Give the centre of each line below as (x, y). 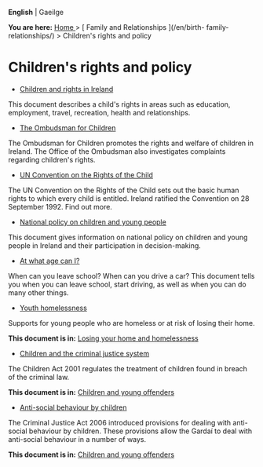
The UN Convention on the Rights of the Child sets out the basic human (124, 190)
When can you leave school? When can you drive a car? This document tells (131, 275)
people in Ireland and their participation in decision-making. (105, 245)
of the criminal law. (39, 377)
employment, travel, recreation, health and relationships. (99, 112)
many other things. (38, 292)
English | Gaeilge (36, 12)
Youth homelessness (53, 308)
